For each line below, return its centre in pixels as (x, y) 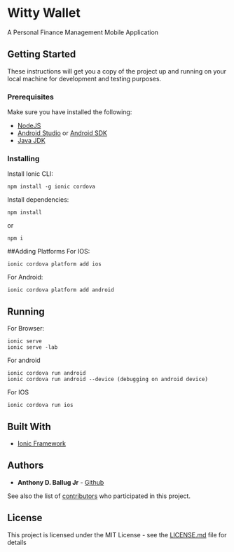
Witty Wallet (44, 13)
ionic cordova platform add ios (54, 264)
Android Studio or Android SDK (62, 133)
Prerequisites (30, 97)
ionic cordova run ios (40, 405)
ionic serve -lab (33, 347)
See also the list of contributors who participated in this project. (99, 496)
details (17, 542)
